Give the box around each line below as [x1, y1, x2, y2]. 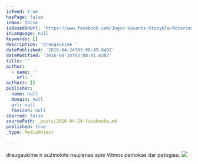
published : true [6, 124, 46, 130]
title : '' [6, 58, 31, 64]
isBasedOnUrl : [6, 25, 41, 31]
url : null [11, 101, 35, 108]
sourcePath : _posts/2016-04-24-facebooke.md [6, 119, 117, 124]
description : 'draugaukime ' [6, 42, 78, 48]
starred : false [6, 113, 44, 119]
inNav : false [6, 19, 38, 25]
